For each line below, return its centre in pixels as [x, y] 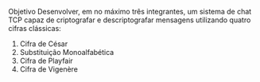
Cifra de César [44, 44]
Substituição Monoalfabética [67, 52]
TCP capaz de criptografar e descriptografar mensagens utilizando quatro [130, 20]
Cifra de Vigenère [49, 69]
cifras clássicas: [35, 28]
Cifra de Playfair [46, 61]
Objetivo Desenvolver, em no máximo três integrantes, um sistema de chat [130, 12]
